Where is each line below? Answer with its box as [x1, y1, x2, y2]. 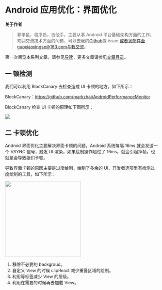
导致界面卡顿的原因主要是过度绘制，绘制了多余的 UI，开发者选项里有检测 [5, 165, 151, 171]
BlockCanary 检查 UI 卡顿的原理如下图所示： [5, 104, 94, 110]
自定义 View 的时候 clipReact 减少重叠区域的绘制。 [12, 267, 113, 273]
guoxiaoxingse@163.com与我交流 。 [16, 44, 89, 49]
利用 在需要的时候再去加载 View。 [12, 279, 79, 285]
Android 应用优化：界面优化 [5, 4, 117, 16]
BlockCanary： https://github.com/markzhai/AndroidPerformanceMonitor [5, 94, 150, 99]
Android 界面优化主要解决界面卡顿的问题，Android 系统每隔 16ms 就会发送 [5, 143, 154, 148]
